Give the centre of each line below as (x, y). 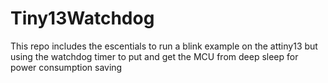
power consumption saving (66, 67)
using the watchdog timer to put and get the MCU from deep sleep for (154, 56)
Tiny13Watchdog (82, 18)
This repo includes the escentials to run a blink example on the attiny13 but (164, 46)
